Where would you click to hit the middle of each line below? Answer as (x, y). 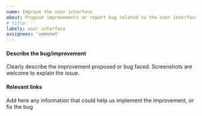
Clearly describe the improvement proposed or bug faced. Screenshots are (99, 67)
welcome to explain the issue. (43, 73)
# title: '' (21, 23)
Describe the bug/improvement (46, 53)
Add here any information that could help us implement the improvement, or (100, 100)
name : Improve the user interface (50, 12)
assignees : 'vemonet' (33, 34)
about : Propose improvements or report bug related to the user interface (102, 17)
